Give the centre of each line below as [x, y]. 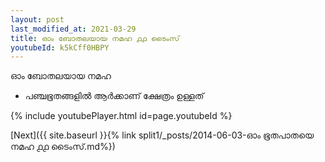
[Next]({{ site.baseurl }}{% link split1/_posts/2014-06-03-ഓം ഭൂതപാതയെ [162, 135]
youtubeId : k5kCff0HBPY [60, 47]
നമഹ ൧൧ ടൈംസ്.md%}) [63, 147]
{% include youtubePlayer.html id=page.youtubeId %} [121, 116]
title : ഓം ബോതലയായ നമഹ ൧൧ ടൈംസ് [95, 38]
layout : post [37, 19]
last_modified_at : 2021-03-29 [73, 29]
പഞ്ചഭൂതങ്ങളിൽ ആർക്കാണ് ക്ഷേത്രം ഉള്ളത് [114, 96]
